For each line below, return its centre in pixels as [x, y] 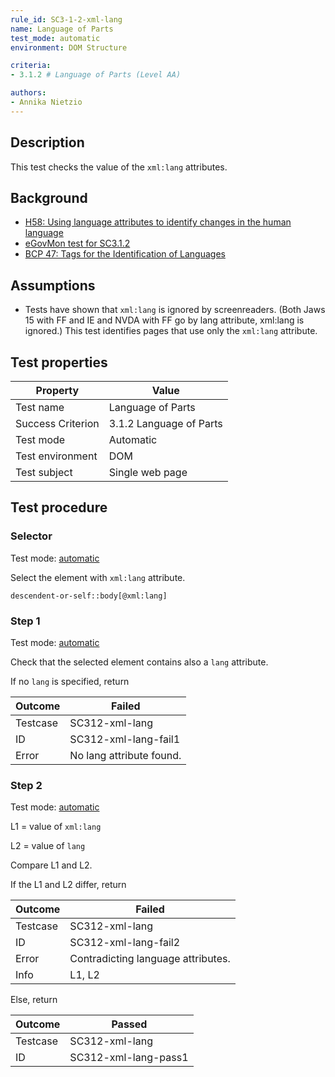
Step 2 [26, 785]
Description [47, 142]
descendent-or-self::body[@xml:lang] [89, 596]
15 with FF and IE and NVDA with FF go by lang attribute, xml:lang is [164, 320]
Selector [31, 536]
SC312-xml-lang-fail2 [125, 943]
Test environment [56, 456]
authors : [28, 93]
